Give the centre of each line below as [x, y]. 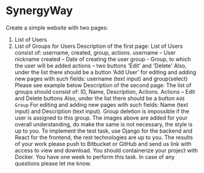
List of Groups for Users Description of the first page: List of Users [99, 46]
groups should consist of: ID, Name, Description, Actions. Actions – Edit [105, 91]
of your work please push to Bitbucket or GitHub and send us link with [103, 144]
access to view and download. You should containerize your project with [106, 150]
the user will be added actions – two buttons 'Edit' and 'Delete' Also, [101, 66]
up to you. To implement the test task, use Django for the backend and [104, 131]
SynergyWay [39, 11]
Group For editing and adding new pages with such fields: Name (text [101, 104]
